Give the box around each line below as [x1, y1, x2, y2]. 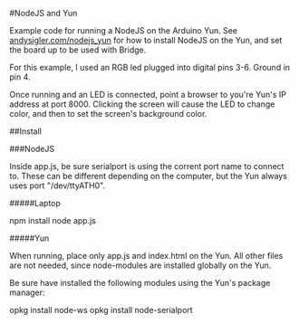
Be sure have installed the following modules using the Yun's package [9, 278, 271, 288]
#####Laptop [9, 198, 62, 208]
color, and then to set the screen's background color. [9, 109, 207, 119]
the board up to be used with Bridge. [9, 44, 147, 55]
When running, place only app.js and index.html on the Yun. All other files [9, 251, 284, 261]
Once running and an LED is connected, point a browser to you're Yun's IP [9, 90, 287, 100]
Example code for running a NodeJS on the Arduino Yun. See [9, 25, 238, 35]
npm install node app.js [9, 215, 97, 225]
